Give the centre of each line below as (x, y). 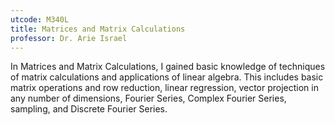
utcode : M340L (40, 19)
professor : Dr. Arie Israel (69, 38)
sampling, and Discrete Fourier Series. (89, 109)
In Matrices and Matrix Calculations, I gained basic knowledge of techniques (168, 67)
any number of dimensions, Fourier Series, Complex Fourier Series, (148, 98)
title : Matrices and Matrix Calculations (98, 29)
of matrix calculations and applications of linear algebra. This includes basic (167, 77)
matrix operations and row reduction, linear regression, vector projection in (164, 88)
